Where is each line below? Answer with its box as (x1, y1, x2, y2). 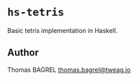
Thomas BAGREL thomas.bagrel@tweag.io (7, 66, 131, 74)
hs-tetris (7, 6, 65, 19)
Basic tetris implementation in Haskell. (7, 26, 118, 35)
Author (7, 46, 39, 58)
